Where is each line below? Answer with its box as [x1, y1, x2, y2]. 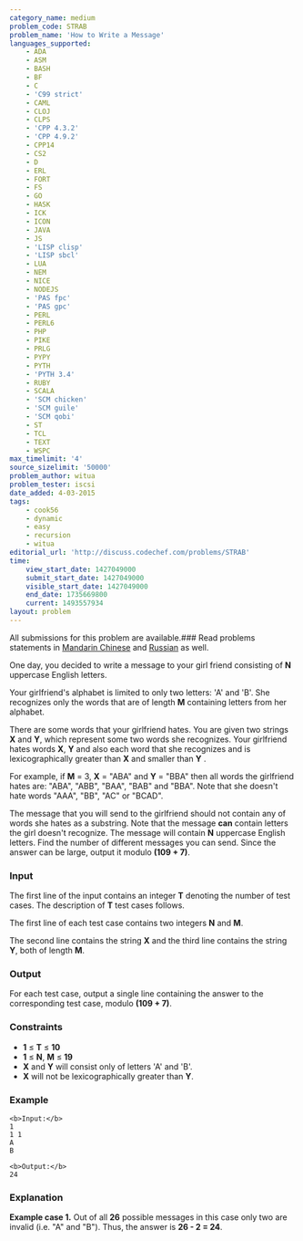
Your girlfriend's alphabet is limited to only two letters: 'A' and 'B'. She [9, 686, 270, 698]
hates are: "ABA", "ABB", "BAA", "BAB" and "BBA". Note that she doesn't [9, 780, 278, 791]
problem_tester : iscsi [9, 480, 96, 489]
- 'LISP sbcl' [25, 251, 79, 260]
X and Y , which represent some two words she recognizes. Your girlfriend [9, 734, 288, 745]
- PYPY [25, 352, 51, 361]
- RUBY [25, 378, 51, 388]
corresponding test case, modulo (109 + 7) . [9, 998, 173, 1009]
